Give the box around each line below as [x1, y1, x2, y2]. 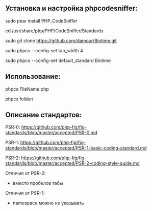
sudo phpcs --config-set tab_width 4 [5, 47, 83, 53]
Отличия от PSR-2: [5, 170, 46, 176]
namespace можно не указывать [12, 200, 84, 206]
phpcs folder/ [5, 96, 34, 102]
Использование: [5, 72, 61, 81]
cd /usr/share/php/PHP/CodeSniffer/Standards [5, 28, 104, 34]
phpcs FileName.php [5, 86, 49, 92]
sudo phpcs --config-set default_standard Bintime [5, 57, 111, 64]
